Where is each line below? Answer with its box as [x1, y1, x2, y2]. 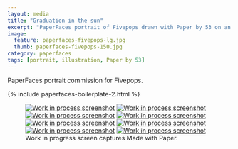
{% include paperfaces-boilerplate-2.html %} [7, 89, 140, 98]
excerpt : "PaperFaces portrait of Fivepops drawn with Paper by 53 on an [7, 23, 232, 31]
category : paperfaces [7, 50, 72, 57]
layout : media [7, 10, 50, 18]
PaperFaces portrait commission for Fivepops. [7, 76, 144, 84]
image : [7, 30, 27, 38]
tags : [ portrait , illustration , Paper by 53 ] [7, 57, 145, 64]
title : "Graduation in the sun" [7, 17, 103, 24]
